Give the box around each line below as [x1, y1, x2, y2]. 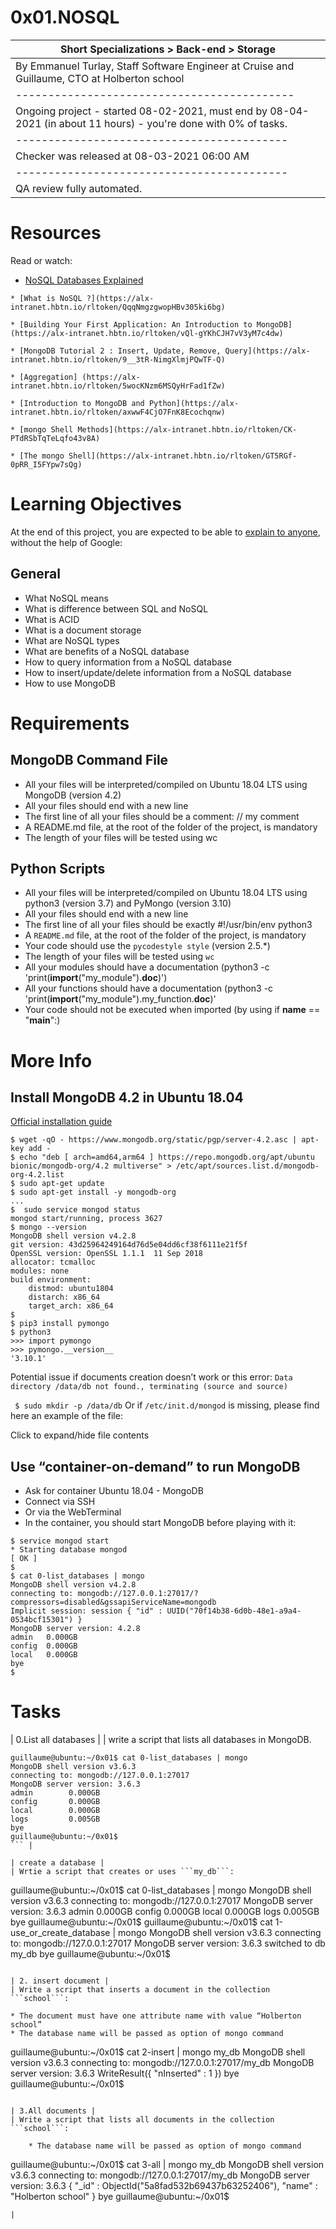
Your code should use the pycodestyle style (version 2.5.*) [24, 940, 271, 952]
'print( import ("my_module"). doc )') [24, 972, 168, 984]
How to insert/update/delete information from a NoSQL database [24, 666, 292, 678]
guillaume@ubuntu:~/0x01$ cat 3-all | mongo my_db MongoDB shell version [10, 2159, 325, 2171]
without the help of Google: [10, 536, 123, 548]
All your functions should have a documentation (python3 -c [24, 982, 274, 995]
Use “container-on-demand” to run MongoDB [10, 1458, 301, 1475]
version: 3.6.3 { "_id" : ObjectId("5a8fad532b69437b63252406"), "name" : [10, 2180, 318, 2192]
